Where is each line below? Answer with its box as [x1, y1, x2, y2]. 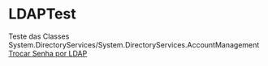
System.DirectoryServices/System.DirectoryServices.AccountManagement [8, 39, 260, 49]
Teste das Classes [8, 31, 70, 41]
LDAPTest [8, 5, 77, 23]
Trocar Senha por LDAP [8, 48, 88, 58]
